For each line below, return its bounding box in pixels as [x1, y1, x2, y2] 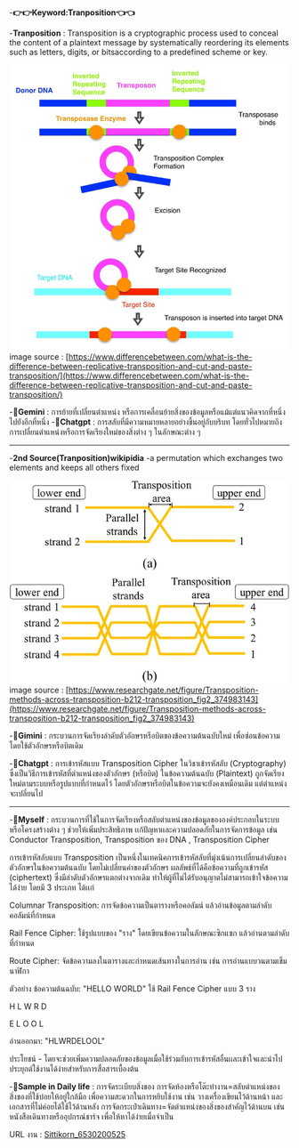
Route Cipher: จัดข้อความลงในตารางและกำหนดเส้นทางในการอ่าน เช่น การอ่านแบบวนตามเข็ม [9, 955, 287, 966]
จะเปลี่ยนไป [9, 788, 44, 798]
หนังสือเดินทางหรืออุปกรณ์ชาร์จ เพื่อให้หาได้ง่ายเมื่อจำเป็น [9, 1111, 174, 1121]
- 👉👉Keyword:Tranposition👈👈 [9, 7, 135, 18]
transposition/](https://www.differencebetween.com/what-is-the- [9, 370, 250, 381]
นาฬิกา [9, 965, 29, 976]
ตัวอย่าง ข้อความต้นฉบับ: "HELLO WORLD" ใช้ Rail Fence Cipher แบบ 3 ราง [9, 982, 256, 994]
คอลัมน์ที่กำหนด [9, 910, 56, 920]
